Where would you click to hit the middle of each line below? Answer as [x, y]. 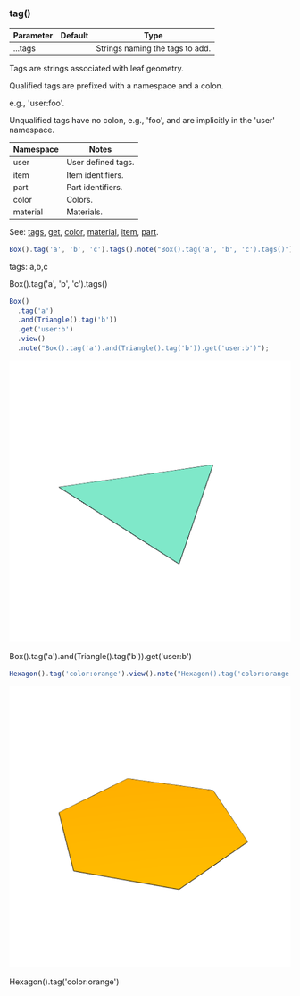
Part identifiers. [95, 187]
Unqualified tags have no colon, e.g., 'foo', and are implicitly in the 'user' [142, 120]
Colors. [80, 200]
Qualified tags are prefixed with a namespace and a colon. [117, 85]
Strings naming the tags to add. [154, 48]
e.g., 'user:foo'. [37, 103]
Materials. [84, 212]
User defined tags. [100, 163]
